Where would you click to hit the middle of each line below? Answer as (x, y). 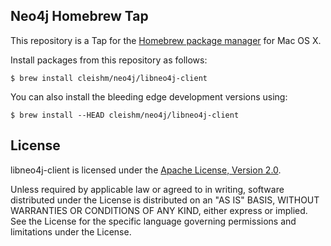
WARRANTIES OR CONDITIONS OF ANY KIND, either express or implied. (159, 210)
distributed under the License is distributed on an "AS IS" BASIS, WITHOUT (165, 200)
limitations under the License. (71, 231)
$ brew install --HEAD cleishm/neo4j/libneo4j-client (125, 115)
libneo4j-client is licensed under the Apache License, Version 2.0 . (146, 170)
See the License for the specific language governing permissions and (153, 221)
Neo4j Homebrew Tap (79, 16)
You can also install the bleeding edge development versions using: (149, 96)
